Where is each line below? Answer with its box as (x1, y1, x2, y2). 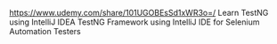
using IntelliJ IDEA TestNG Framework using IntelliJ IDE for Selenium (9, 17, 260, 27)
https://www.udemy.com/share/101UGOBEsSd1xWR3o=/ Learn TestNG (9, 8, 269, 18)
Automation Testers (9, 26, 82, 36)
